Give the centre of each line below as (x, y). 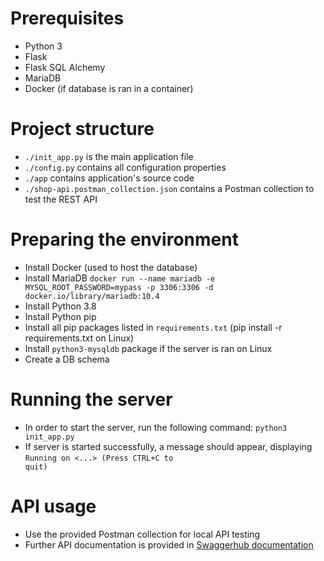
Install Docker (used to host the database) (111, 267)
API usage (53, 506)
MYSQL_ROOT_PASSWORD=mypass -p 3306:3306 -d (119, 287)
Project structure (82, 129)
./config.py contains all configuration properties (125, 167)
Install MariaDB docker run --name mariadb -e (120, 278)
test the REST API (61, 199)
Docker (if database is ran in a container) (109, 88)
